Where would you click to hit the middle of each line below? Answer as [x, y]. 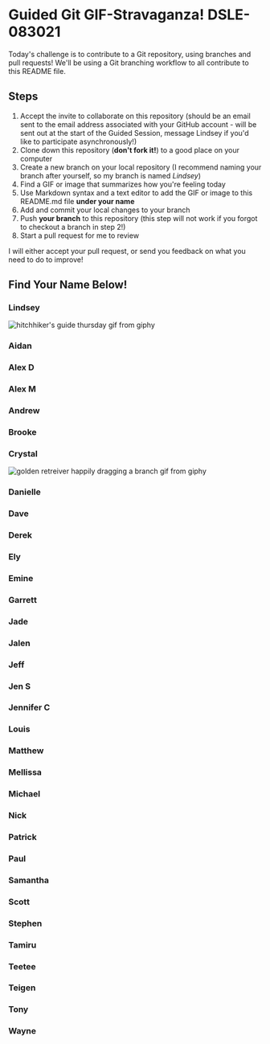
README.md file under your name [77, 201]
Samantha [29, 880]
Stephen [25, 923]
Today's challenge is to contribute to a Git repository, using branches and [130, 54]
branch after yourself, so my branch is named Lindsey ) [110, 175]
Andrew [24, 411]
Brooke [23, 432]
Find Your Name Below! [68, 285]
